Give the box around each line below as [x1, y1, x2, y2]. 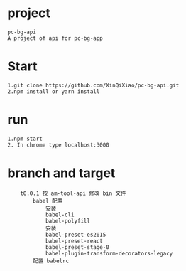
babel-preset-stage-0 [45, 243, 110, 250]
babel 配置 [33, 197, 63, 204]
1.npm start [7, 135, 43, 142]
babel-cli [45, 211, 75, 218]
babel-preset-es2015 [45, 231, 106, 238]
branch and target [7, 165, 116, 181]
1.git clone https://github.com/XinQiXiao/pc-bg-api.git [7, 82, 180, 89]
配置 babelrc [33, 257, 70, 265]
